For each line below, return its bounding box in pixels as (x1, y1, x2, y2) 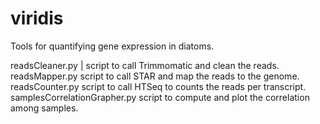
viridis (10, 7, 64, 30)
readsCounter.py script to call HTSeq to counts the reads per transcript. (10, 80, 307, 92)
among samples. (10, 102, 79, 114)
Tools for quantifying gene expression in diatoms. (10, 40, 215, 52)
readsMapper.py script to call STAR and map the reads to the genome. (10, 70, 300, 82)
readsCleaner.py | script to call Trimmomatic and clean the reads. (10, 59, 280, 71)
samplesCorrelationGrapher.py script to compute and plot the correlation (10, 91, 310, 103)
